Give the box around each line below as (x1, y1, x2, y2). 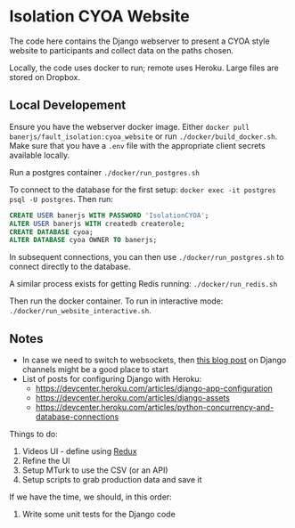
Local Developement (9, 98, 127, 113)
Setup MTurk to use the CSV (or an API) (21, 465, 168, 475)
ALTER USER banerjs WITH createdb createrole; (9, 219, 185, 228)
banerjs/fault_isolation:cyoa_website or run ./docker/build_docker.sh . (9, 131, 278, 142)
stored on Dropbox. (9, 71, 80, 82)
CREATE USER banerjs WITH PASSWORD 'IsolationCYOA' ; (9, 211, 209, 220)
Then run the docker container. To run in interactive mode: (9, 296, 224, 306)
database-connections (35, 411, 119, 422)
